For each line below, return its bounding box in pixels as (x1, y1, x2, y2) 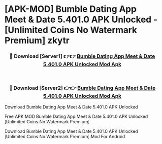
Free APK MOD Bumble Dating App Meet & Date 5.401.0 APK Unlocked (4, 113, 148, 119)
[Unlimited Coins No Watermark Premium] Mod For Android (4, 133, 125, 139)
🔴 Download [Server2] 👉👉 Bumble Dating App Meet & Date (9, 85, 156, 92)
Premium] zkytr (4, 35, 70, 46)
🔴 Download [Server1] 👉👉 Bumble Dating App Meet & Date (9, 53, 156, 60)
